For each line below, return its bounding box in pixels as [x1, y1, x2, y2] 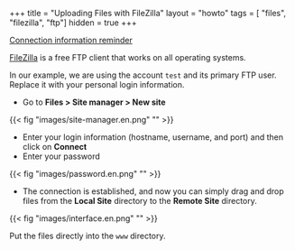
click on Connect [22, 142, 88, 152]
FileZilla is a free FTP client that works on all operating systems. [9, 52, 246, 62]
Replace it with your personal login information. [9, 79, 185, 89]
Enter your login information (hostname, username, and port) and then [22, 132, 284, 143]
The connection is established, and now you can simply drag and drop [22, 186, 284, 197]
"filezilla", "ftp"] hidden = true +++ [9, 17, 137, 28]
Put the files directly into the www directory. [9, 230, 166, 241]
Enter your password [22, 151, 101, 162]
